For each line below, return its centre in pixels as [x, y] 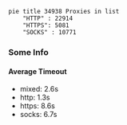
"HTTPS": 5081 [46, 25]
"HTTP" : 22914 [48, 18]
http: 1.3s [35, 98]
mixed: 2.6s [39, 89]
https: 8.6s [38, 106]
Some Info [29, 52]
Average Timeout [38, 71]
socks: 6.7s [38, 115]
